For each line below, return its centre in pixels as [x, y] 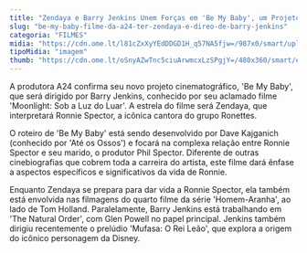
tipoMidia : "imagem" [49, 52]
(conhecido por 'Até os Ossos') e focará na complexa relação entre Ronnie [150, 143]
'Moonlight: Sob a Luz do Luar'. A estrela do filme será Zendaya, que [138, 105]
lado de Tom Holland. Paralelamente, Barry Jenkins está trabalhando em [145, 209]
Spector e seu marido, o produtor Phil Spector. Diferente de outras [134, 153]
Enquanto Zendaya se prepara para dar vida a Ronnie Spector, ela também [150, 190]
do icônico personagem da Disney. [75, 238]
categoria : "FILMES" [49, 35]
